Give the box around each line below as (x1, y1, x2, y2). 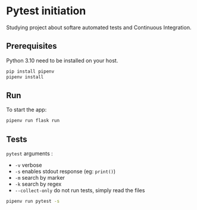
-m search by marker (14, 174, 65, 181)
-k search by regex (14, 180, 62, 187)
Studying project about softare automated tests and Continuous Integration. (6, 24, 192, 31)
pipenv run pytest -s (6, 198, 60, 204)
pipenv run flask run (6, 118, 60, 124)
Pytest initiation (6, 4, 86, 18)
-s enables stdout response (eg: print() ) (14, 168, 116, 175)
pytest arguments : (6, 150, 54, 157)
